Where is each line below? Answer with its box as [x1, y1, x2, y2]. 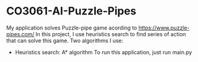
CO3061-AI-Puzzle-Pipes [6, 4, 137, 18]
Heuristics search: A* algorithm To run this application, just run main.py [14, 48, 192, 55]
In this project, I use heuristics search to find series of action [35, 30, 186, 37]
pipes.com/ [6, 30, 34, 37]
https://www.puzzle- [138, 24, 190, 31]
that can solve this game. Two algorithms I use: [6, 37, 124, 44]
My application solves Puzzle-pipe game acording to [6, 24, 138, 31]
